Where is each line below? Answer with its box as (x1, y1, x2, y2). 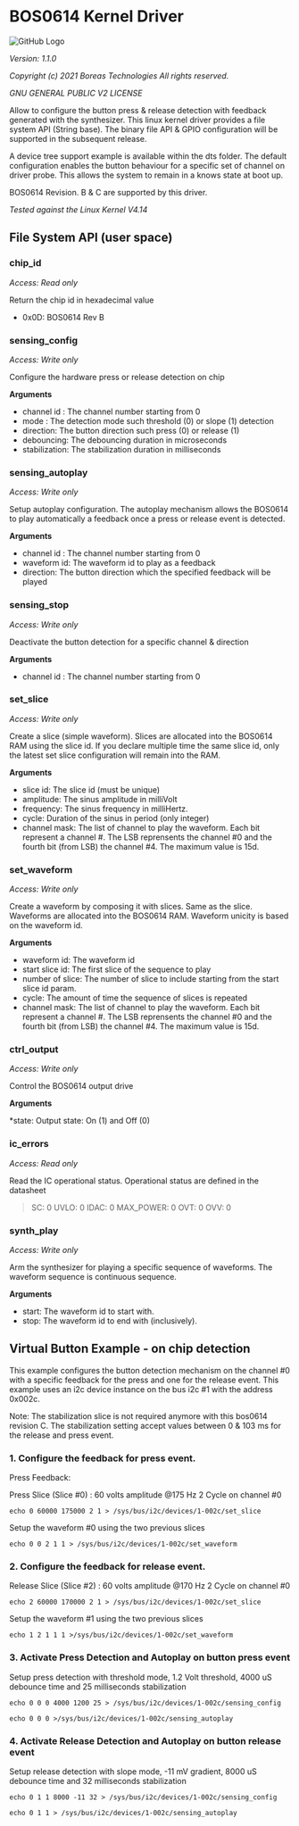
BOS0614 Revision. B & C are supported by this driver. (9, 187, 208, 197)
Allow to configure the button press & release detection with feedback (9, 104, 267, 115)
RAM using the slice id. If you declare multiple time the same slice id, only (9, 740, 279, 751)
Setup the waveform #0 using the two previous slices (9, 1523, 205, 1533)
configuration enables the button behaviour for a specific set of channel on (9, 160, 286, 170)
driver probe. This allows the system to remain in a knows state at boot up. (9, 170, 284, 180)
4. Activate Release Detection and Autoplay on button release (9, 1734, 281, 1747)
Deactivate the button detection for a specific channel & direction (9, 636, 249, 647)
